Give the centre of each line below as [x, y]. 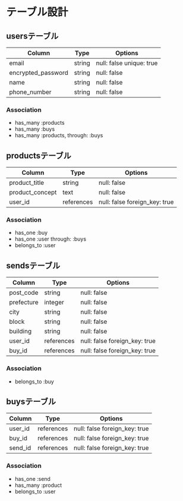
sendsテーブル [33, 265]
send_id [20, 448]
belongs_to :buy [34, 382]
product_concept [33, 193]
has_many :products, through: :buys [59, 136]
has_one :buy [31, 233]
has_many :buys [35, 129]
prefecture [24, 303]
